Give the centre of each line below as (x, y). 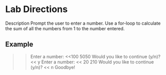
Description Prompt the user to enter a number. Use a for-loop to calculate (83, 23)
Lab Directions (37, 9)
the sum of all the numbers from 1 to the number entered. (65, 28)
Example (19, 45)
